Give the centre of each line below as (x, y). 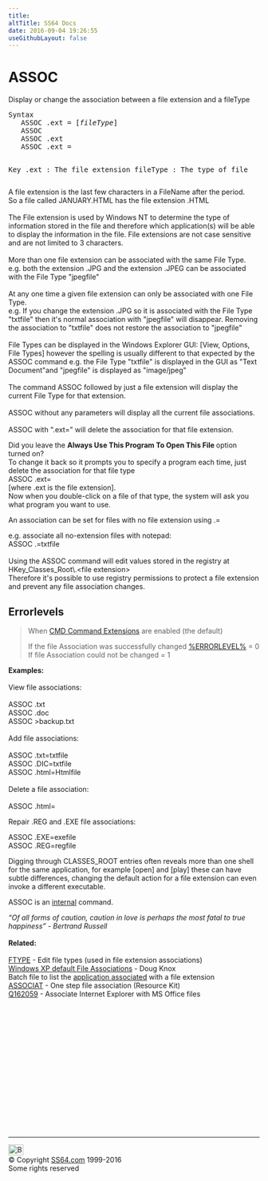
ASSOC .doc (29, 713)
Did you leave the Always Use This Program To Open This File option (123, 445)
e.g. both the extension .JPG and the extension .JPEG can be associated (127, 268)
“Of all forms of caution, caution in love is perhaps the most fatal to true (127, 917)
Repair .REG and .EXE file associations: (72, 821)
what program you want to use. (59, 505)
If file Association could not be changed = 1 (99, 655)
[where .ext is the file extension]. (62, 487)
